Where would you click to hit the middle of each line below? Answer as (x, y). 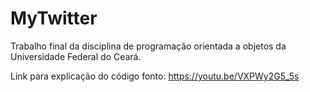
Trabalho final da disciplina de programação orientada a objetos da (148, 46)
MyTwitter (54, 18)
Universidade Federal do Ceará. (76, 56)
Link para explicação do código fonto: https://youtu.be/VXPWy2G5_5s (155, 76)
